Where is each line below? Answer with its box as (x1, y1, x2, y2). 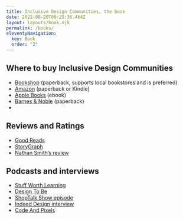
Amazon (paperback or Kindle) (14, 85, 90, 92)
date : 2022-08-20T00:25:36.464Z (6, 14, 86, 20)
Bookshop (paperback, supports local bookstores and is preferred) (14, 79, 178, 86)
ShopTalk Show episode (14, 194, 74, 201)
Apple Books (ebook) (14, 91, 67, 98)
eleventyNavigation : (6, 31, 57, 36)
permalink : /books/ (6, 25, 54, 31)
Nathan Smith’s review (14, 149, 69, 156)
